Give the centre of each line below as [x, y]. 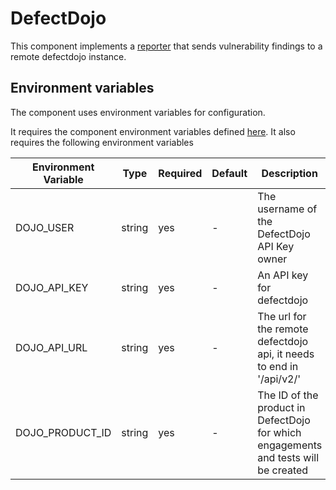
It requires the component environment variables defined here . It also [153, 131]
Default [229, 173]
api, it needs [286, 354]
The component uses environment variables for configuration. [138, 112]
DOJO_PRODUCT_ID [63, 432]
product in [281, 407]
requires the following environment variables [102, 142]
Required [180, 173]
